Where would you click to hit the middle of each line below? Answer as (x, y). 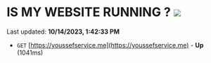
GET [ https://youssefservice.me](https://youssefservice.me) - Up (110, 45)
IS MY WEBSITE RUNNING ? (89, 12)
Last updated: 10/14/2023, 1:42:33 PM (63, 31)
